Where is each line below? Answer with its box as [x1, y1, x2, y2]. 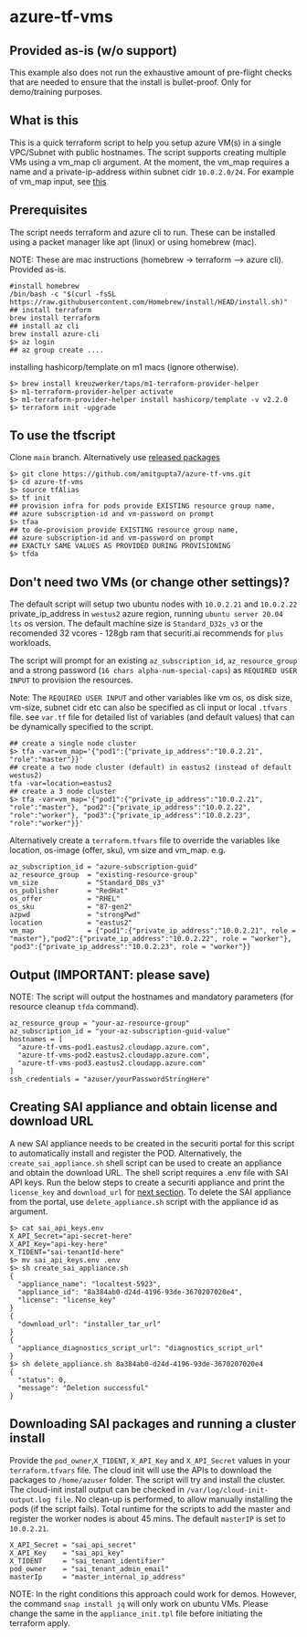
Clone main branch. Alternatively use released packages [9, 452, 221, 463]
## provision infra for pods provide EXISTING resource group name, [9, 502, 276, 511]
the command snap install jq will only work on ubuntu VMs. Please [9, 1598, 269, 1609]
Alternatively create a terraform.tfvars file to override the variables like [9, 835, 281, 846]
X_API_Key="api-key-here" [9, 1240, 108, 1249]
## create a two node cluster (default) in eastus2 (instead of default [9, 763, 292, 773]
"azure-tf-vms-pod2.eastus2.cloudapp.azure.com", [17, 1051, 210, 1061]
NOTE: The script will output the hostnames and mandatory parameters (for [9, 991, 294, 1002]
